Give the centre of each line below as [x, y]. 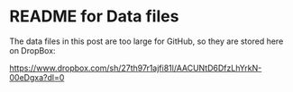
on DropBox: [32, 50]
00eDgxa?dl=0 [37, 77]
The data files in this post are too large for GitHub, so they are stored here [146, 41]
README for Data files [94, 17]
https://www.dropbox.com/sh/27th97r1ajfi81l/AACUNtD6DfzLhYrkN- [136, 68]
